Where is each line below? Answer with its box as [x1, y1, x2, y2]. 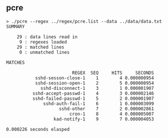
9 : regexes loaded [19, 39, 67, 45]
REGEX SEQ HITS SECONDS [71, 70, 154, 76]
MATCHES [6, 59, 25, 65]
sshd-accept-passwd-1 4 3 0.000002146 [32, 90, 154, 96]
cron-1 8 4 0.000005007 [69, 111, 154, 117]
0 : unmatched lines [19, 49, 70, 55]
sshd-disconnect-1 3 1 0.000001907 [40, 85, 154, 91]
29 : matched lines [17, 44, 65, 50]
